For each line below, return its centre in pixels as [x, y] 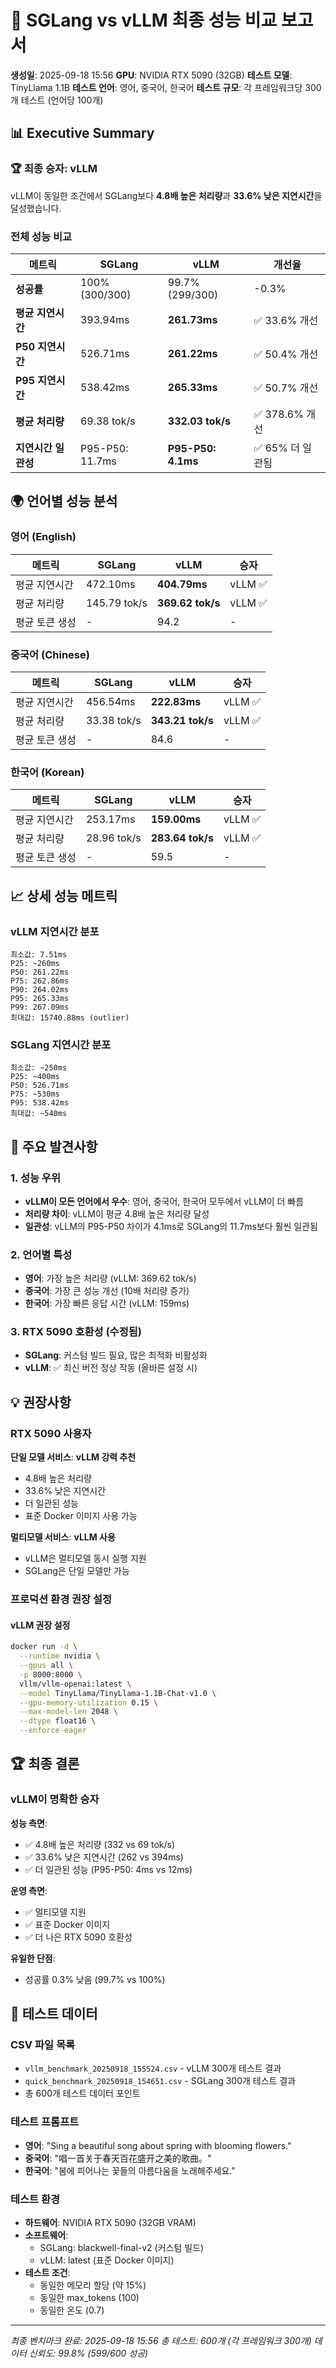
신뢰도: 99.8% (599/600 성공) [88, 2353]
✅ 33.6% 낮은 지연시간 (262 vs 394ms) [104, 1857]
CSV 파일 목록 [42, 2045]
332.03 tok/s [199, 421]
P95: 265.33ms [40, 998]
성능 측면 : [29, 1823]
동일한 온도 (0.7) [72, 2310]
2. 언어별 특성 [41, 1254]
